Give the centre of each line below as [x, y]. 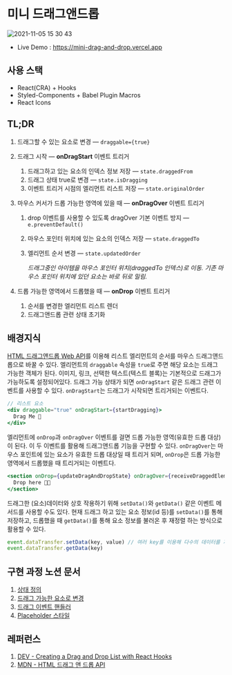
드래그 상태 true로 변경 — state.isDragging [88, 180]
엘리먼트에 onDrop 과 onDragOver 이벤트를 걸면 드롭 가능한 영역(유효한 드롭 [107, 437]
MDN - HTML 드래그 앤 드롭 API [61, 665]
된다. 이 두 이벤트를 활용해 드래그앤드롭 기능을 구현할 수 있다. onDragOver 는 [115, 446]
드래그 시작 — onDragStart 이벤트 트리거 [73, 156]
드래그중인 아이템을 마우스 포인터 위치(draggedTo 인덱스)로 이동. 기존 [122, 267]
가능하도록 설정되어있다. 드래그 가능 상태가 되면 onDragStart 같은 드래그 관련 [110, 382]
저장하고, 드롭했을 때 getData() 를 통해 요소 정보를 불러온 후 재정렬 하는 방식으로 [115, 520]
